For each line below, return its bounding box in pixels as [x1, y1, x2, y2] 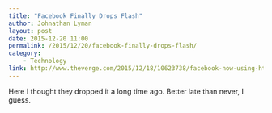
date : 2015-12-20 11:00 [8, 34, 89, 43]
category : [8, 49, 42, 57]
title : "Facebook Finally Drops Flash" [8, 11, 143, 20]
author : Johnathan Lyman [8, 19, 92, 27]
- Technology [23, 57, 67, 65]
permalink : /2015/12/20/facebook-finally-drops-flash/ [8, 42, 198, 50]
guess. [8, 94, 31, 105]
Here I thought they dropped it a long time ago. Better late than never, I [8, 86, 244, 96]
